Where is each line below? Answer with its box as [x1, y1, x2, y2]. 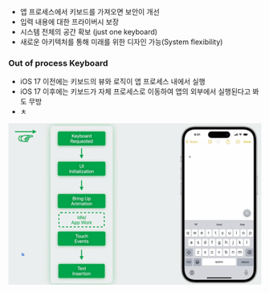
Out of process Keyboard [8, 57, 108, 68]
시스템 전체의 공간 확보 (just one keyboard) [19, 27, 158, 36]
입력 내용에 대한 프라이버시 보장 [19, 17, 119, 26]
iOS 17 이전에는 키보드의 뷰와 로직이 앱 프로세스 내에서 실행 [19, 77, 206, 87]
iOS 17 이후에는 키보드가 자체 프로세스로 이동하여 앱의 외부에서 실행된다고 [19, 87, 251, 96]
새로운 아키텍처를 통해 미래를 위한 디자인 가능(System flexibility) [19, 37, 223, 47]
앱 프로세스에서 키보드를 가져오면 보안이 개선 [19, 7, 161, 16]
